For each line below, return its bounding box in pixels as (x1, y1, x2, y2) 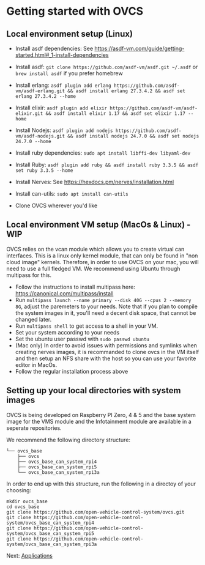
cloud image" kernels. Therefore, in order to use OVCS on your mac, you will (6, 258, 199, 265)
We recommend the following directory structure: (6, 436, 130, 443)
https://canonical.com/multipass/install (15, 289, 114, 297)
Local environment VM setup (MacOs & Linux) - (6, 220, 191, 230)
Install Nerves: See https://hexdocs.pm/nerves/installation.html (15, 179, 174, 185)
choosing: (6, 486, 32, 493)
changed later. (15, 316, 52, 323)
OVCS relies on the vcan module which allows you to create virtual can (6, 245, 185, 253)
